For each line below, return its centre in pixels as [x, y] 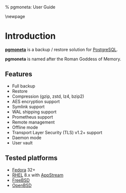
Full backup [23, 86]
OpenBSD [22, 185]
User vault [22, 142]
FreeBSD [21, 180]
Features [19, 74]
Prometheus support [32, 117]
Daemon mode [27, 138]
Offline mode [25, 127]
